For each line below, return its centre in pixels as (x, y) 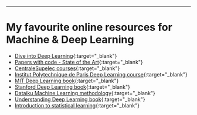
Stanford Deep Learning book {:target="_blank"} (72, 87)
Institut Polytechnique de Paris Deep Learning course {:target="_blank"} (101, 74)
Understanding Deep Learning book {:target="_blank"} (80, 99)
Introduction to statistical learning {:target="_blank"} (77, 105)
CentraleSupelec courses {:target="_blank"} (67, 68)
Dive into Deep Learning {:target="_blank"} (66, 55)
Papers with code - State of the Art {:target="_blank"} (79, 62)
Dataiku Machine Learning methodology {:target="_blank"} (85, 93)
